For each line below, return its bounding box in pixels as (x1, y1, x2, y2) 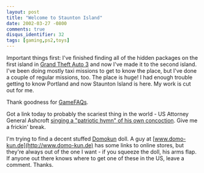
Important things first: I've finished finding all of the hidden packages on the (6, 54, 198, 61)
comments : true (6, 26, 45, 32)
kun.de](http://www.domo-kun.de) (6, 142, 94, 149)
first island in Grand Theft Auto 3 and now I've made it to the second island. (6, 61, 197, 68)
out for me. (6, 87, 35, 94)
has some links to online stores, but (94, 142, 184, 149)
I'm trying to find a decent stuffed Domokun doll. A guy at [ (6, 135, 155, 142)
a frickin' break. (6, 123, 46, 130)
